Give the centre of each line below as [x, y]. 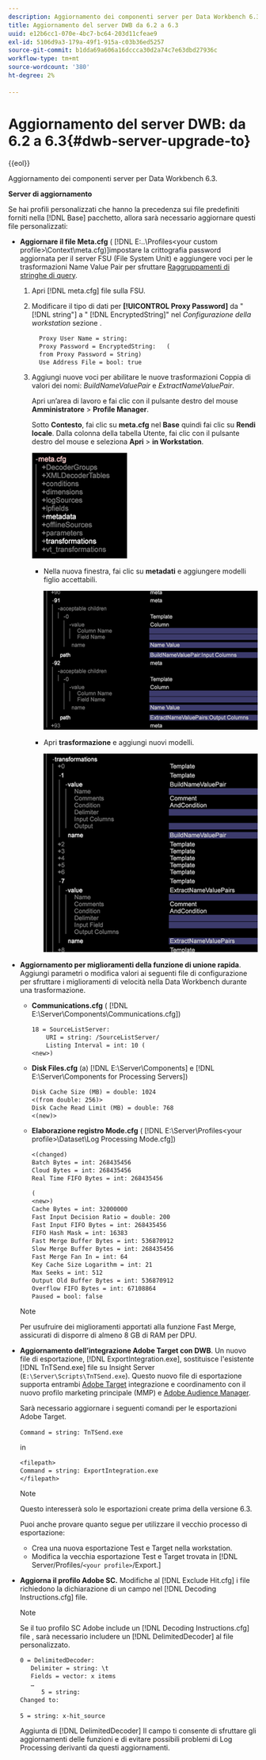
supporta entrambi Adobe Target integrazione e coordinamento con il [133, 1384]
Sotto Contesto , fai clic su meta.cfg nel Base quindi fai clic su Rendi [143, 424]
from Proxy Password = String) [90, 354]
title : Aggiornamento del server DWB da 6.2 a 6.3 [93, 25]
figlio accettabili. [70, 579]
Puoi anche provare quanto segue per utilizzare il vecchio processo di [133, 1524]
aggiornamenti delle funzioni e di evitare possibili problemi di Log [126, 1739]
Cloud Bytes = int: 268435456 [82, 1171]
